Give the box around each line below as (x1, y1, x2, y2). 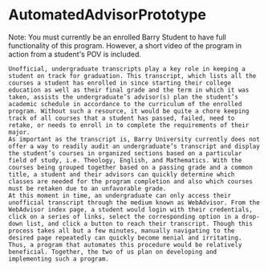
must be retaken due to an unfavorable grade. (8, 184, 167, 192)
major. (8, 128, 30, 136)
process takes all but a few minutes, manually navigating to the (8, 227, 235, 235)
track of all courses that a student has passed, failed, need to (8, 114, 235, 122)
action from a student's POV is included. (8, 49, 142, 59)
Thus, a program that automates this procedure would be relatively (8, 240, 242, 248)
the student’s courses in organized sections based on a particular (8, 149, 242, 158)
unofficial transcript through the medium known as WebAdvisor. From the (8, 199, 261, 207)
